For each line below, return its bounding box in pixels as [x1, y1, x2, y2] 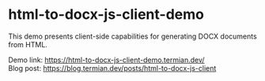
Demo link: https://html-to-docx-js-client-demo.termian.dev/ [8, 55, 205, 64]
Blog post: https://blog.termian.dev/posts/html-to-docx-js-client [8, 63, 217, 72]
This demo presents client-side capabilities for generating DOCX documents [8, 31, 257, 41]
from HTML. [8, 39, 47, 49]
